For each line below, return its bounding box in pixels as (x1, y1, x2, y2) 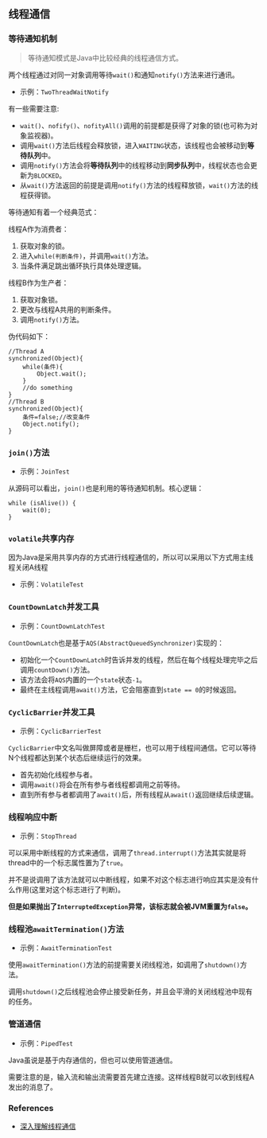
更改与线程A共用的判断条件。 (19, 305, 116, 314)
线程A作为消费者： (8, 224, 69, 233)
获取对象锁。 (19, 294, 62, 304)
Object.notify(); (22, 420, 80, 428)
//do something (22, 384, 73, 392)
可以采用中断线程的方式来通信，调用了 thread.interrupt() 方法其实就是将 (8, 848, 246, 858)
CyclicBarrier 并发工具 (8, 707, 95, 718)
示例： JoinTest (19, 466, 70, 476)
